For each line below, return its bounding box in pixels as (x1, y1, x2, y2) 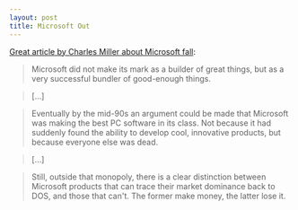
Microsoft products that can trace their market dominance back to (31, 180, 276, 191)
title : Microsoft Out (9, 22, 91, 31)
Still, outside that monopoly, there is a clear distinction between (31, 171, 267, 182)
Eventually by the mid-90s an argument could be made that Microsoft (31, 108, 289, 118)
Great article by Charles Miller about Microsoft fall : (9, 46, 196, 57)
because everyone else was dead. (31, 136, 159, 147)
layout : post (9, 13, 58, 22)
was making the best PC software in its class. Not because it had (31, 118, 272, 128)
